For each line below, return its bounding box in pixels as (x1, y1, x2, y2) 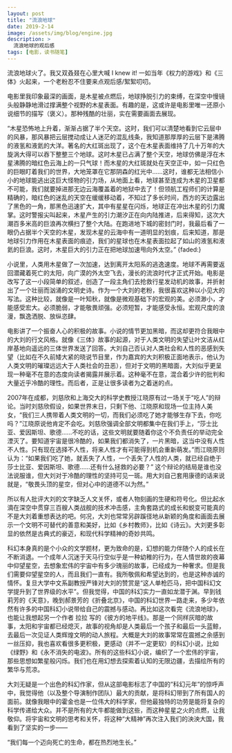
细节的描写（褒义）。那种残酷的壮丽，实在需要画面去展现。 (12, 109, 180, 118)
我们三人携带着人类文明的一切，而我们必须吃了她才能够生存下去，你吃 (21, 410, 222, 419)
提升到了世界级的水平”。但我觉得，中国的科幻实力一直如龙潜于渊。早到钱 (12, 587, 222, 596)
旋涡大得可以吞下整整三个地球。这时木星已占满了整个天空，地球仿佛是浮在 (7, 150, 219, 158)
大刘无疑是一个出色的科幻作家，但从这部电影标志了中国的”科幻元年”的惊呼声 (7, 680, 224, 688)
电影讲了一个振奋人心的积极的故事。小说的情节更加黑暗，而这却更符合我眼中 (7, 326, 225, 335)
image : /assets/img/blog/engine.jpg (7, 29, 113, 37)
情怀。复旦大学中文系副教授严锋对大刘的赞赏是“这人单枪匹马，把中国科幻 (7, 578, 216, 587)
